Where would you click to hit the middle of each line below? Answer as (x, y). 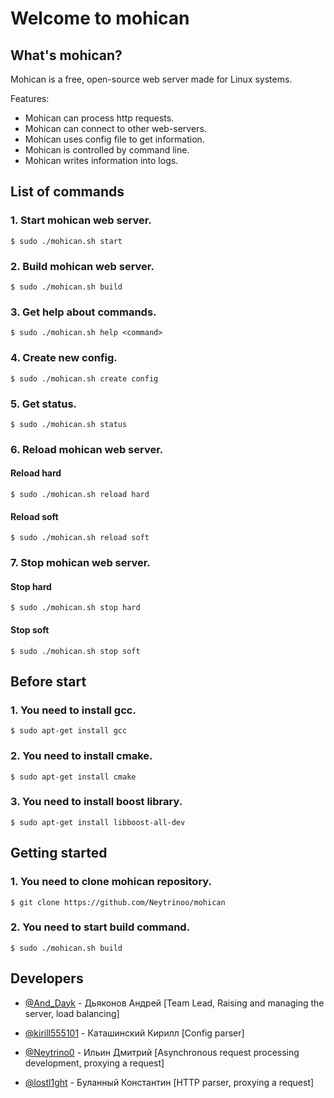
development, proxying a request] (94, 1063)
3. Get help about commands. (83, 312)
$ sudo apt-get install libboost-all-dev (98, 822)
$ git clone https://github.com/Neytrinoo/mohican (118, 902)
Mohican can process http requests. (99, 118)
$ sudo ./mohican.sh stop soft (75, 651)
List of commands (67, 192)
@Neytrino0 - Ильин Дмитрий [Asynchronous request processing (162, 1052)
